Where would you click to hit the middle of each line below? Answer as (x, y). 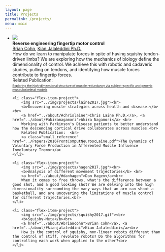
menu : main (16, 23)
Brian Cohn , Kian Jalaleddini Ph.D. (47, 49)
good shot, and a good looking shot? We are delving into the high (83, 185)
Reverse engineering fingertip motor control (58, 43)
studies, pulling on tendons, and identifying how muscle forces (76, 70)
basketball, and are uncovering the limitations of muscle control (83, 193)
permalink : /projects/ (28, 19)
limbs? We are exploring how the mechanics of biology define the (93, 59)
